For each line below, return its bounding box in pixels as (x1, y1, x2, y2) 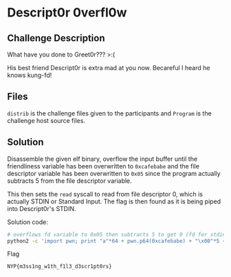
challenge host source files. (7, 116, 86, 124)
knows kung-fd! (7, 71, 52, 79)
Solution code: (7, 218, 48, 226)
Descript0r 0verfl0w (7, 5, 127, 21)
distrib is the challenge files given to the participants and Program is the (7, 109, 212, 118)
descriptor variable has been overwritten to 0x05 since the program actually (7, 169, 221, 177)
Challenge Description (7, 32, 105, 44)
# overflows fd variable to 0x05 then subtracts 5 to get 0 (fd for (7, 231, 208, 238)
